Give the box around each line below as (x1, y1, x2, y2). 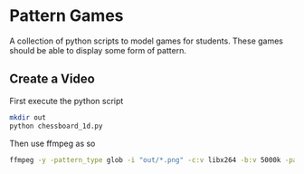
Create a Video (9, 72, 95, 87)
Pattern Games (9, 5, 124, 26)
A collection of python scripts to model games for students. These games (9, 35, 283, 46)
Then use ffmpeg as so (9, 138, 96, 149)
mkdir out (9, 112, 47, 122)
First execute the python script (9, 95, 124, 106)
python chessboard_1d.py (9, 121, 103, 130)
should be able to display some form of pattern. (9, 44, 187, 55)
